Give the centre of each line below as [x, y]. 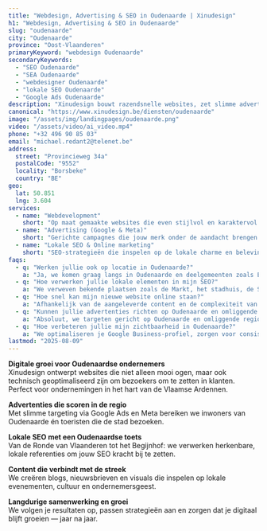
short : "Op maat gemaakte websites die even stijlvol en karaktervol [140, 223]
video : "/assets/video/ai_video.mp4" [71, 127]
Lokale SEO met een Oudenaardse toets [75, 437]
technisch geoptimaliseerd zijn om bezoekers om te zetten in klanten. [122, 381]
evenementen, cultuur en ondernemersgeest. [82, 486]
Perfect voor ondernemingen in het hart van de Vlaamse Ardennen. [118, 389]
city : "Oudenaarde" [41, 38]
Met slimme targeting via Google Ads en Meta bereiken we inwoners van [127, 413]
